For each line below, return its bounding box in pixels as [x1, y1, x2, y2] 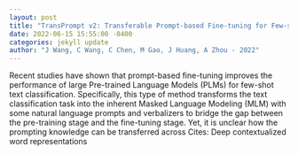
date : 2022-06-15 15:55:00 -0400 [9, 29, 133, 38]
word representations [9, 136, 88, 147]
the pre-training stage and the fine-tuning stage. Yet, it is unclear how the [9, 117, 278, 128]
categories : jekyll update [9, 37, 109, 47]
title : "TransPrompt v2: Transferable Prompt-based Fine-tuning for [9, 21, 268, 30]
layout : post [9, 12, 58, 22]
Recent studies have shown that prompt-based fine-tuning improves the [9, 70, 273, 81]
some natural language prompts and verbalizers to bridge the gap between [9, 108, 284, 119]
